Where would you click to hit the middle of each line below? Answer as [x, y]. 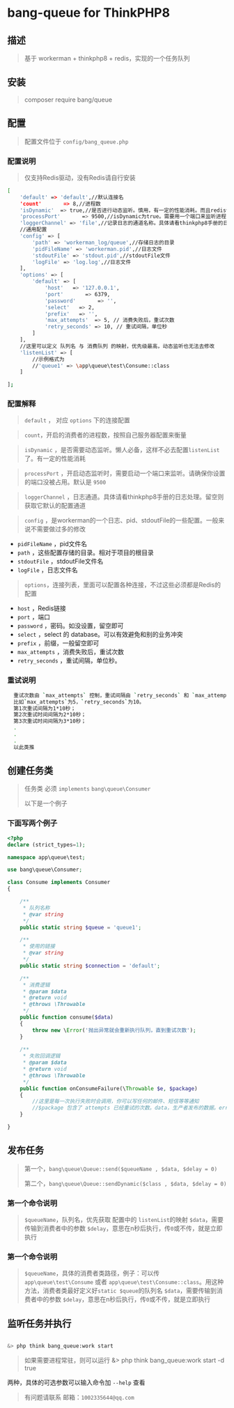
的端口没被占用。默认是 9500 [65, 482]
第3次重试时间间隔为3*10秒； [50, 721]
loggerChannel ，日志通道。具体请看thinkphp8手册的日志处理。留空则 [124, 497]
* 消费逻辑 [36, 985]
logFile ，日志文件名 [47, 570]
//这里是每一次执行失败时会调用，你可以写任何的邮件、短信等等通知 [116, 1101]
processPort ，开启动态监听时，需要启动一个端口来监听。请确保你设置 [125, 473]
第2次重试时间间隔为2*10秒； [50, 715]
